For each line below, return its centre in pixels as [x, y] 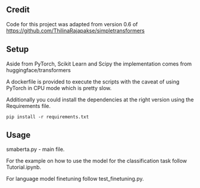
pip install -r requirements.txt [48, 117]
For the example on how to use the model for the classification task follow [97, 161]
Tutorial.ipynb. [24, 167]
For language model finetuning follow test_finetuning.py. [75, 179]
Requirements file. [29, 106]
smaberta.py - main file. [35, 149]
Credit [18, 10]
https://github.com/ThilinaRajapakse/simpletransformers [75, 30]
